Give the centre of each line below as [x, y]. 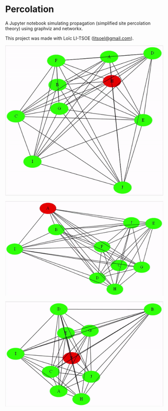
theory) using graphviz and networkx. [44, 28]
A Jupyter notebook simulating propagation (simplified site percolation [78, 23]
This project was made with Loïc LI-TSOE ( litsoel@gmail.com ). [69, 38]
